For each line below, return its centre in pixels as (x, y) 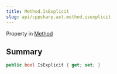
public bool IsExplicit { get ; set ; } (53, 65)
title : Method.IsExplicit (37, 11)
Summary (24, 52)
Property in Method (30, 33)
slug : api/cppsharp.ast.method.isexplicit (58, 17)
